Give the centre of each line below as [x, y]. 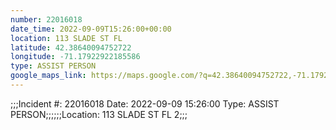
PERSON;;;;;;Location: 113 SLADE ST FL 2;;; [99, 114]
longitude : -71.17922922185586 [75, 57]
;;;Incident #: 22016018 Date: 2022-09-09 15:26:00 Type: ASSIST [145, 103]
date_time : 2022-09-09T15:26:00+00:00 [91, 29]
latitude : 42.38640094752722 [71, 47]
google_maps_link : [48, 76]
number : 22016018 [46, 19]
